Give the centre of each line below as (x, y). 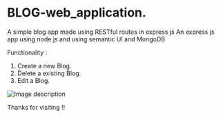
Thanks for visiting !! (36, 107)
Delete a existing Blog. (49, 73)
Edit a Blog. (33, 80)
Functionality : (27, 52)
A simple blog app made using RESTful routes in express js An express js (111, 32)
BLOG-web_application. (77, 13)
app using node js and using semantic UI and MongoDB (86, 39)
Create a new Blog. (44, 66)
